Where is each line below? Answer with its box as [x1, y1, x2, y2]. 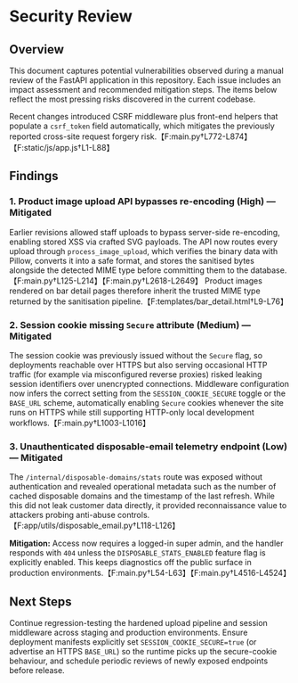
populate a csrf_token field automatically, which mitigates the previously [9, 120, 276, 131]
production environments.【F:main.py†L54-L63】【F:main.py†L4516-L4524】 [9, 568, 292, 579]
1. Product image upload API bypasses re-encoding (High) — [9, 195, 276, 208]
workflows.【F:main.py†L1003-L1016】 [9, 417, 151, 428]
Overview [9, 42, 65, 57]
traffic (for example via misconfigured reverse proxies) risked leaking [9, 368, 262, 380]
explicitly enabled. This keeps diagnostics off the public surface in [9, 557, 252, 568]
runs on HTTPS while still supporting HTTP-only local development [9, 407, 255, 417]
